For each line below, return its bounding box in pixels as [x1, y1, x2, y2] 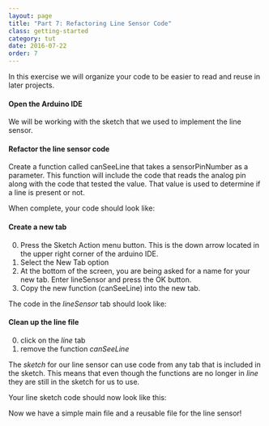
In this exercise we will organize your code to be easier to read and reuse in [8, 72, 261, 81]
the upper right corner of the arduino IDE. [19, 249, 159, 258]
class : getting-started [8, 27, 89, 35]
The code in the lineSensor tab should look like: [8, 299, 167, 309]
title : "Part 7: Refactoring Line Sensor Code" [8, 19, 173, 28]
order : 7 [8, 49, 38, 58]
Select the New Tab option [19, 257, 109, 267]
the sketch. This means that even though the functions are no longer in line [8, 368, 259, 377]
